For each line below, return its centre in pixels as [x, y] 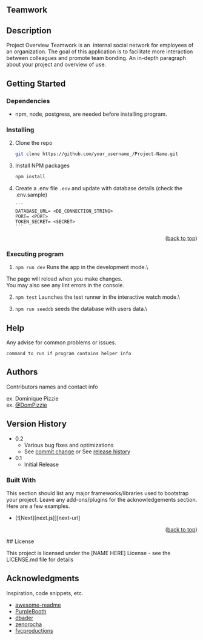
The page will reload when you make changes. [65, 279]
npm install [30, 177]
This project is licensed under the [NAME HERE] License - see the [88, 553]
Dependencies [28, 101]
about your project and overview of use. [56, 65]
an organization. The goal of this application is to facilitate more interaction [100, 52]
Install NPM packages [42, 165]
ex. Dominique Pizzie [32, 398]
